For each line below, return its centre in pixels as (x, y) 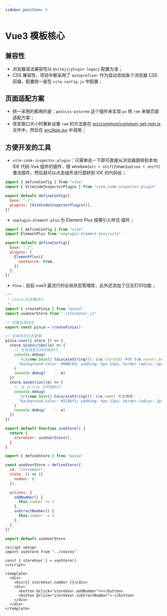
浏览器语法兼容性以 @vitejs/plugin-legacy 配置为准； (68, 69)
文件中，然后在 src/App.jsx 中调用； (49, 130)
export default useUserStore (35, 539)
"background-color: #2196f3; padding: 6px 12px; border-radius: (86, 401)
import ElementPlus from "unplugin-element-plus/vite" (63, 234)
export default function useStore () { (45, 429)
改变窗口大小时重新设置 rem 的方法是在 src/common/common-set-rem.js (86, 124)
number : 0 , (25, 479)
